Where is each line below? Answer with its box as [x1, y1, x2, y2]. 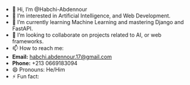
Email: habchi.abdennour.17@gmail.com [11, 53, 112, 60]
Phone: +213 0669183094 [11, 60, 77, 66]
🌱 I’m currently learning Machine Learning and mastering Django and [11, 19, 184, 25]
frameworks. [11, 38, 44, 45]
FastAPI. [11, 25, 33, 32]
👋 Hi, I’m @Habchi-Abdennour [11, 6, 88, 13]
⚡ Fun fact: [11, 73, 39, 80]
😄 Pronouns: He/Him [11, 66, 65, 73]
